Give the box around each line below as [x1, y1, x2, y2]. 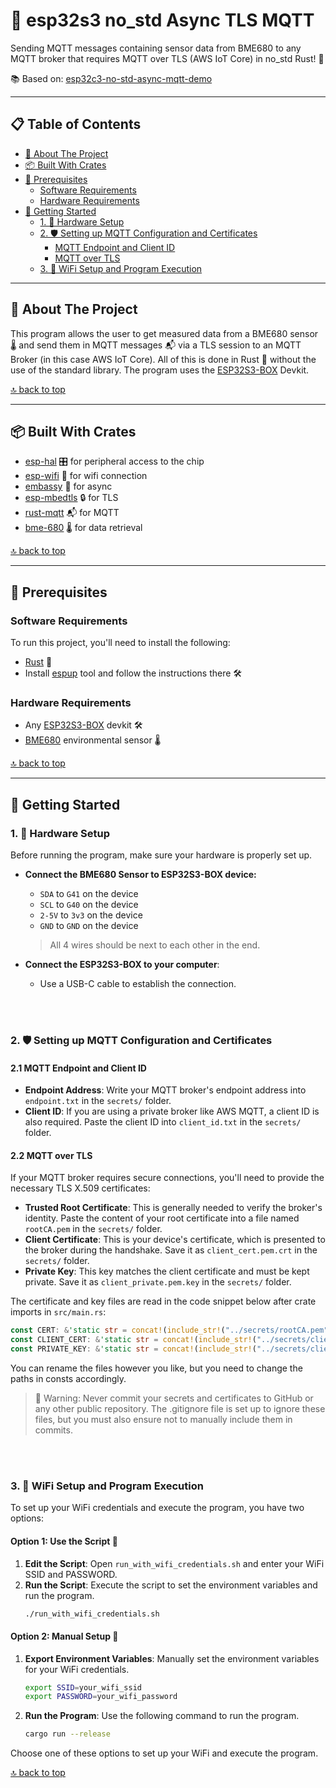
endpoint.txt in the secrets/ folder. [24, 1095, 172, 1107]
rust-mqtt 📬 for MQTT [24, 507, 120, 519]
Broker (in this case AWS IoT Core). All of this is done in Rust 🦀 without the [10, 353, 317, 365]
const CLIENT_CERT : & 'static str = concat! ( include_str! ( [10, 1335, 257, 1345]
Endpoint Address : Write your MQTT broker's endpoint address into [24, 1084, 307, 1096]
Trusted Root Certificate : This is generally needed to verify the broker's [24, 1202, 323, 1214]
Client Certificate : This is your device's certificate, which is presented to [24, 1234, 326, 1246]
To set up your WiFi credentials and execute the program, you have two [10, 1502, 305, 1514]
